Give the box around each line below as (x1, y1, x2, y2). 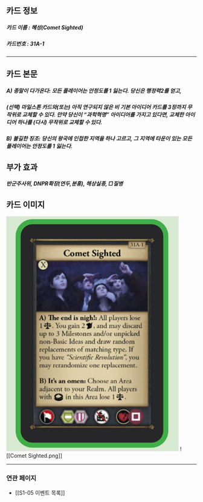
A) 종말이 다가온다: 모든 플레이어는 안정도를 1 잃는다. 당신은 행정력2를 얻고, (6, 87, 182, 94)
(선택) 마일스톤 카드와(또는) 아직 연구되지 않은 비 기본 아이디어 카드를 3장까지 (6, 104, 186, 111)
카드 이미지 (6, 199, 45, 210)
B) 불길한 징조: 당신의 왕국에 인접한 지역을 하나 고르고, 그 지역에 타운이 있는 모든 (6, 135, 192, 142)
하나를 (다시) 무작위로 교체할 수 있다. (17, 119, 103, 126)
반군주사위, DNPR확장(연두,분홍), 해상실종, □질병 (6, 180, 123, 187)
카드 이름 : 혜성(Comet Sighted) (6, 24, 83, 31)
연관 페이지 (6, 474, 37, 483)
